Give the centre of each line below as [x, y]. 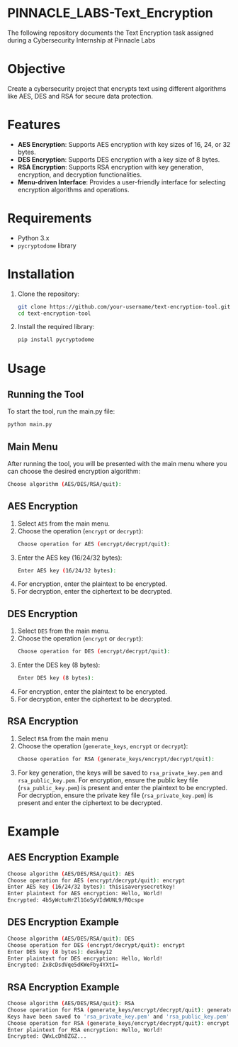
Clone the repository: [49, 294]
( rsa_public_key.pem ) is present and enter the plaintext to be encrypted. [123, 787]
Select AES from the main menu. [63, 523]
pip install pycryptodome [56, 340]
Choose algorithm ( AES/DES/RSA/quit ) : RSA [71, 1004]
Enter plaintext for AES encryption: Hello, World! [85, 894]
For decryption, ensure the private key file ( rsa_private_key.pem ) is [115, 795]
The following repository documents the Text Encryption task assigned [110, 33]
